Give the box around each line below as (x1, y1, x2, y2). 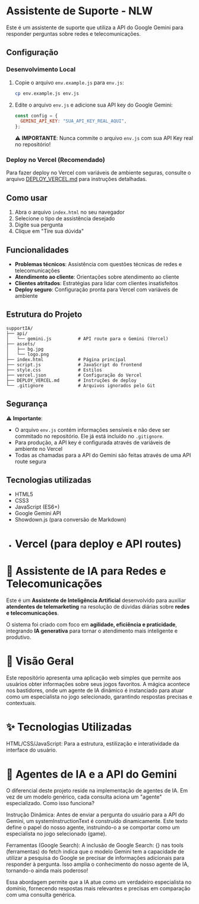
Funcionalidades (6, 245, 70, 255)
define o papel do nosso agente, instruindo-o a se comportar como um (6, 824, 180, 831)
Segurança (6, 399, 48, 409)
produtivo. (6, 633, 31, 641)
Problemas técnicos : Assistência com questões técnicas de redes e (14, 261, 182, 268)
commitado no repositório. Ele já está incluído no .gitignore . (14, 432, 165, 439)
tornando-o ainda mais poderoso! (6, 867, 89, 874)
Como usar (6, 192, 48, 203)
